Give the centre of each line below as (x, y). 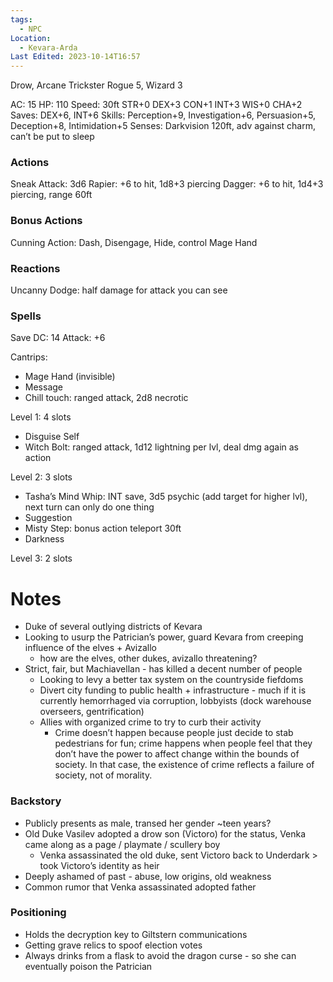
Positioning (38, 913)
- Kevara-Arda (48, 47)
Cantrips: (29, 357)
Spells (26, 316)
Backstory (36, 801)
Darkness (44, 539)
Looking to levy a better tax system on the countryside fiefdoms (171, 680)
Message (43, 387)
